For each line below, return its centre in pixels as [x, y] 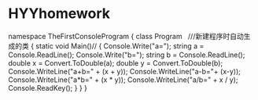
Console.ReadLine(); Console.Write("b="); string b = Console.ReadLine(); [127, 55]
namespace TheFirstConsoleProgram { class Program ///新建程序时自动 [126, 36]
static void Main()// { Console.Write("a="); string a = [120, 46]
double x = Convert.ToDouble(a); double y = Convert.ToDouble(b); [116, 62]
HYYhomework [59, 14]
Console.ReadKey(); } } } [48, 87]
